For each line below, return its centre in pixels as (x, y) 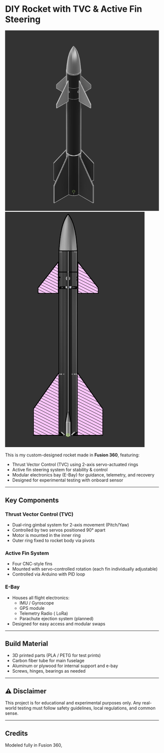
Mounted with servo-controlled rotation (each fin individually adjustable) (85, 569)
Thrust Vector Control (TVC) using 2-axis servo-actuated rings (75, 465)
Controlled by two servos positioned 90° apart (59, 530)
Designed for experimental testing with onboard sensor (68, 480)
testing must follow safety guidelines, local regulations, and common (86, 708)
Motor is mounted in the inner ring (46, 535)
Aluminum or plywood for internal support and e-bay (65, 666)
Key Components (32, 500)
